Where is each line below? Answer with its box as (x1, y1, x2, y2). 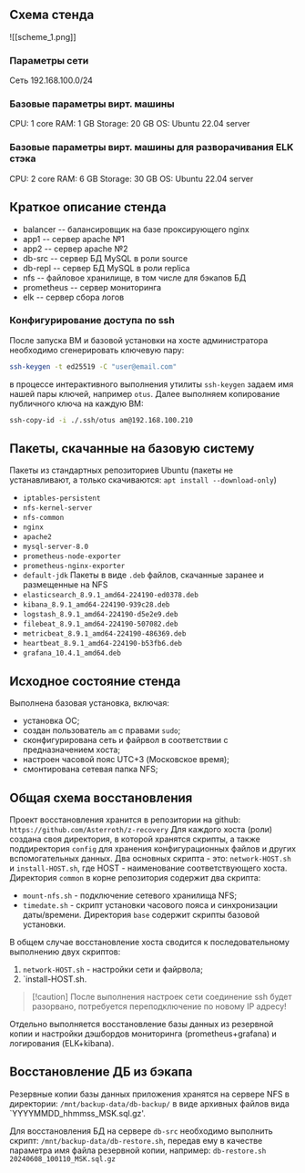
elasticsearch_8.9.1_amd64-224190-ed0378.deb (22, 591, 198, 600)
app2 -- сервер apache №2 (22, 243, 129, 254)
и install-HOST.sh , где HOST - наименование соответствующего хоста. (9, 862, 288, 873)
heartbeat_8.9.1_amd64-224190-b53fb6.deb (22, 639, 182, 648)
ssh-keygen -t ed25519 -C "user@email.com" (9, 362, 178, 372)
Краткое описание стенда (9, 199, 167, 215)
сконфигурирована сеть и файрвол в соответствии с (22, 735, 229, 746)
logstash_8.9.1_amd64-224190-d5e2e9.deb (22, 610, 178, 619)
